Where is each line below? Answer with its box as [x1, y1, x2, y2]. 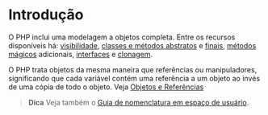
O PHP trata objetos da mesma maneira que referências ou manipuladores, [8, 64, 258, 74]
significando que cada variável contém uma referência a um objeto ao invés [8, 73, 261, 83]
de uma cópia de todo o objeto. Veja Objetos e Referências [8, 82, 204, 92]
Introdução [8, 6, 84, 24]
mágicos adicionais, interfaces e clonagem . [8, 49, 153, 59]
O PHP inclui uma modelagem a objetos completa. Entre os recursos [8, 32, 236, 42]
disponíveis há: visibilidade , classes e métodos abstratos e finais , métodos [8, 40, 257, 50]
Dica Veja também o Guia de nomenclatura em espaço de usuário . [27, 97, 249, 107]
